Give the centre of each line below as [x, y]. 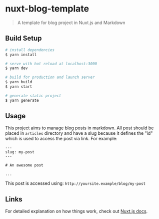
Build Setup [23, 38]
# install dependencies [30, 50]
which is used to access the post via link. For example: [61, 139]
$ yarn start [19, 87]
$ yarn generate [22, 100]
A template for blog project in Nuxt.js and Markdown [71, 23]
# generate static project [33, 96]
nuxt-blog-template [47, 9]
